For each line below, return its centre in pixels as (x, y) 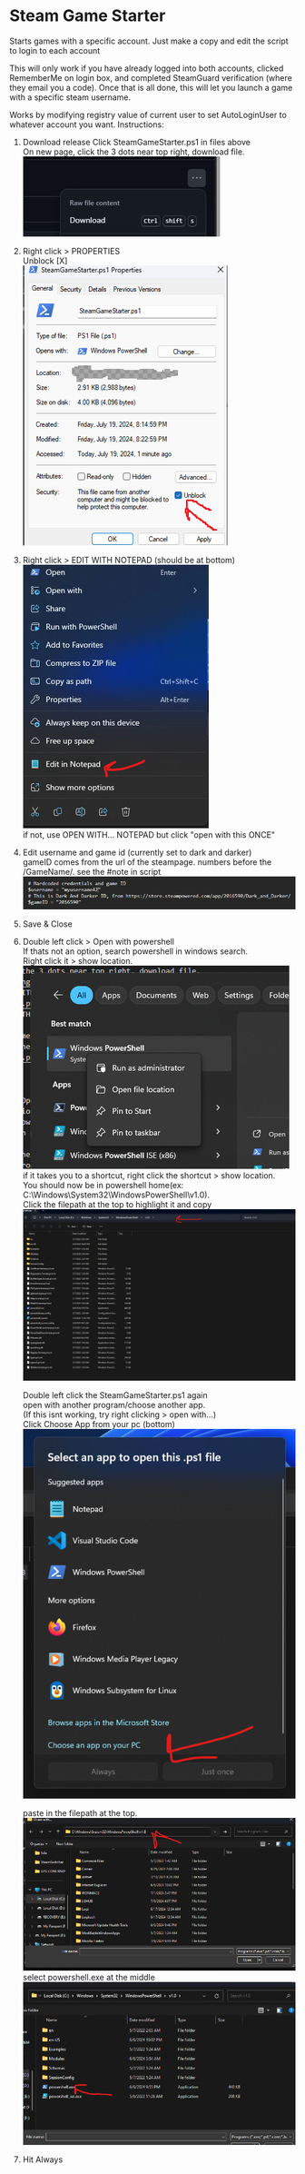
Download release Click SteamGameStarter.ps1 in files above (137, 142)
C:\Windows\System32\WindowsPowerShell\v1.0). (116, 1195)
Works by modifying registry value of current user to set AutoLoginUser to (148, 114)
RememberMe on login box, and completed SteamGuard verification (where (151, 77)
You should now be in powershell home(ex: (103, 1186)
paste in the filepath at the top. (80, 1812)
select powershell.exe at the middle (89, 1978)
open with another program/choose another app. (114, 1405)
